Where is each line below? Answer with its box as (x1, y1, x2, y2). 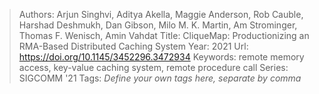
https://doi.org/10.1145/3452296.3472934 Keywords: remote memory (18, 51, 305, 63)
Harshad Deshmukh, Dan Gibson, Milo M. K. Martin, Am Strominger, (18, 19, 298, 31)
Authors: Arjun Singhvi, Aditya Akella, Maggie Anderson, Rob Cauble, (18, 9, 304, 20)
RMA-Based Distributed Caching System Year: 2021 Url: (18, 40, 249, 52)
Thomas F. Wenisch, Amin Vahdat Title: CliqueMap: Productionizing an (18, 30, 310, 41)
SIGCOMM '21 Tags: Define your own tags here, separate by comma (18, 72, 302, 84)
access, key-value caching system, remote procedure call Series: (18, 62, 289, 73)
